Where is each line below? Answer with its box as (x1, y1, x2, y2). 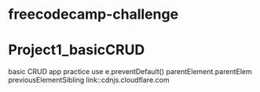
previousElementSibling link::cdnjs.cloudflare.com (8, 76, 170, 85)
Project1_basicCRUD (8, 41, 145, 59)
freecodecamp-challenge (8, 5, 179, 23)
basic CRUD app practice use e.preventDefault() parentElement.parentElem (8, 67, 253, 76)
